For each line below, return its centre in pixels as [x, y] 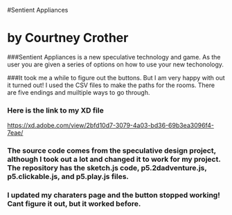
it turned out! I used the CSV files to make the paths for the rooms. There [111, 85]
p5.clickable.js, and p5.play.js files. [68, 177]
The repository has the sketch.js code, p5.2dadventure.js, [107, 168]
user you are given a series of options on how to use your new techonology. [115, 64]
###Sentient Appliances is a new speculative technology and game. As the [114, 57]
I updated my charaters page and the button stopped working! [114, 195]
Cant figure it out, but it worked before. [74, 204]
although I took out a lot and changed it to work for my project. [114, 160]
